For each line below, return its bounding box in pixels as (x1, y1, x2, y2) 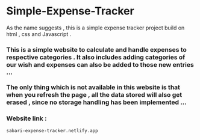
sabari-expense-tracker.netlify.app (6, 128, 98, 134)
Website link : (6, 114, 47, 123)
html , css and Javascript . (6, 30, 72, 37)
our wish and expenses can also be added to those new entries (6, 60, 194, 68)
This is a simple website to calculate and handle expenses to (6, 45, 187, 53)
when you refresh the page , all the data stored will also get (6, 90, 183, 99)
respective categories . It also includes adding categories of (6, 53, 186, 61)
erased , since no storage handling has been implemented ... (6, 98, 187, 106)
